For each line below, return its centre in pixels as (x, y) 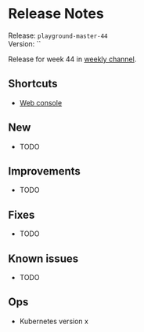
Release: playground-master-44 (58, 35)
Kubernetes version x (54, 321)
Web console (41, 102)
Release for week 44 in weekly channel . (72, 59)
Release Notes (56, 14)
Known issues (43, 258)
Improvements (44, 171)
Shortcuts (33, 84)
